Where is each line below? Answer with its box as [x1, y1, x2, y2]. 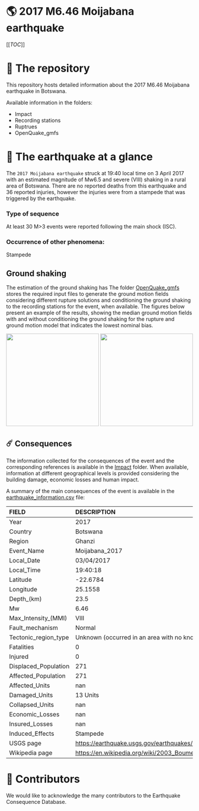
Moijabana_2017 [75, 547, 123, 555]
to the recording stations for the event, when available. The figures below [6, 303, 185, 310]
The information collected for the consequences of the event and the [6, 457, 175, 465]
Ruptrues [14, 123, 37, 130]
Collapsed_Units [9, 701, 54, 709]
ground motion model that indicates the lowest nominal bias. [6, 322, 153, 329]
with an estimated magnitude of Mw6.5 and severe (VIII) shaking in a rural [6, 176, 187, 183]
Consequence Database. [6, 798, 67, 805]
